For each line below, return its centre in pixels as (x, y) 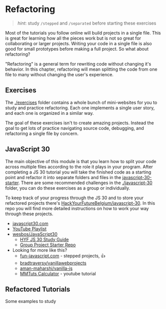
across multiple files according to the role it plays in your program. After (79, 167)
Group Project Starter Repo (48, 245)
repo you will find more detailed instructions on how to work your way (77, 208)
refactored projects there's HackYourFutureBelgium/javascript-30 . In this (80, 203)
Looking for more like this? (40, 250)
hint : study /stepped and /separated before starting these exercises (87, 23)
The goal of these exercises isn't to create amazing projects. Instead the (79, 123)
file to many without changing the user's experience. (59, 74)
